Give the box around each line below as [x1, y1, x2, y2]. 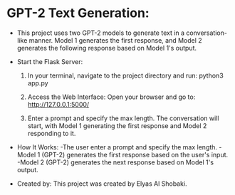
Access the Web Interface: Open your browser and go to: [27, 93, 196, 101]
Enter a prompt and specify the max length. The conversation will [27, 114, 219, 122]
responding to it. [27, 129, 76, 137]
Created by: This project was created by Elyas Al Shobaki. [16, 179, 187, 188]
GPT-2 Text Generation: [6, 5, 150, 21]
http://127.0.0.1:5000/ [27, 100, 90, 108]
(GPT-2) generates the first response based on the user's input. [41, 150, 229, 159]
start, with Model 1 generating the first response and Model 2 [27, 121, 207, 130]
